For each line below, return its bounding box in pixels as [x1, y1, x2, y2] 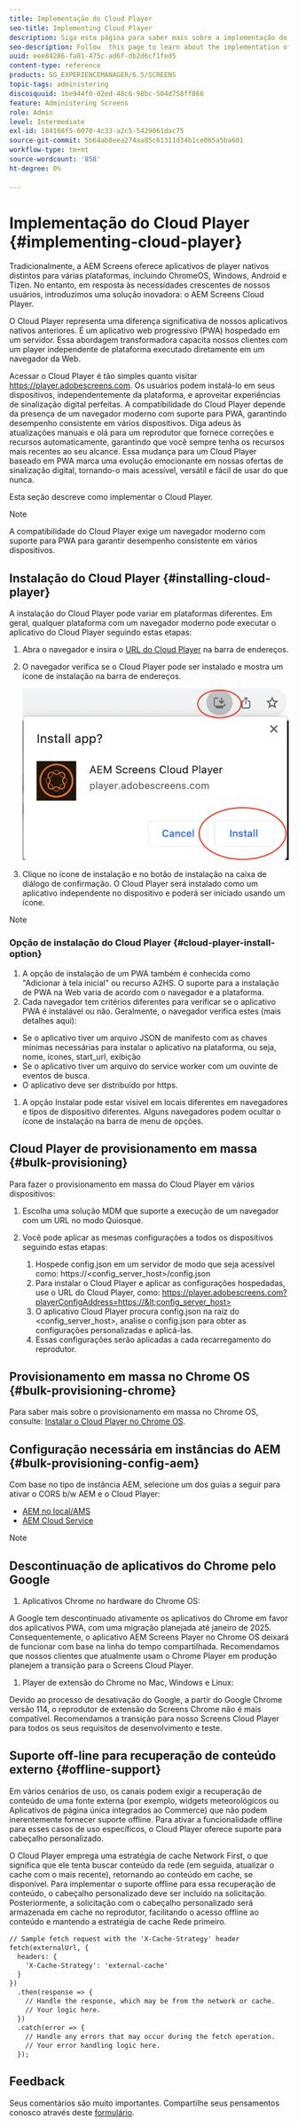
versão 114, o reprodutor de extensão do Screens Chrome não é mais [9, 1704, 262, 1715]
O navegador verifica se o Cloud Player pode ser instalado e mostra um [21, 661, 284, 672]
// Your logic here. [25, 2005, 101, 2014]
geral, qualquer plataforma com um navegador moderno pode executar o [9, 618, 277, 628]
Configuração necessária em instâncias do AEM [9, 1442, 281, 1457]
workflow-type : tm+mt [9, 146, 90, 154]
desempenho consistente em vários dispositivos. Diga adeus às [9, 418, 242, 429]
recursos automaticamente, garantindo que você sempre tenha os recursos [9, 437, 286, 447]
